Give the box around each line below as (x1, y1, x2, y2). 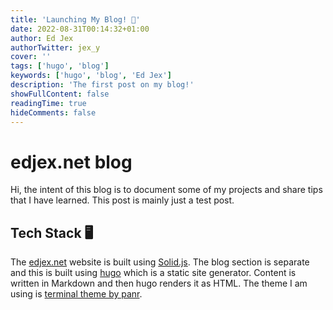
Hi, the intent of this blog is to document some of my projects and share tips (10, 184, 323, 196)
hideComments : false (10, 107, 97, 118)
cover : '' (10, 52, 52, 62)
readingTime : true (10, 98, 87, 108)
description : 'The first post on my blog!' (10, 80, 195, 90)
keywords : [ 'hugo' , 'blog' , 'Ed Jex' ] (10, 71, 172, 81)
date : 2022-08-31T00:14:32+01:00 (10, 24, 150, 34)
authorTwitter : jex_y (10, 42, 101, 53)
